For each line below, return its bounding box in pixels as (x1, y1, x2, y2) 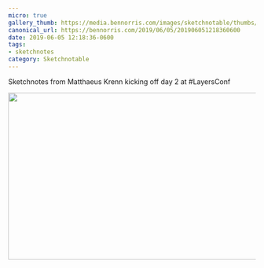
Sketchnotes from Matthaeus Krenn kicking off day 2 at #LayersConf (8, 76, 231, 86)
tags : (8, 41, 26, 49)
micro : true (8, 11, 47, 20)
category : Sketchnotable (8, 56, 90, 64)
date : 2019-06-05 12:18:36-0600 (8, 33, 114, 42)
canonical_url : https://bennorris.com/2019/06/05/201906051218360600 (8, 26, 241, 34)
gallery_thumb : (8, 19, 58, 27)
